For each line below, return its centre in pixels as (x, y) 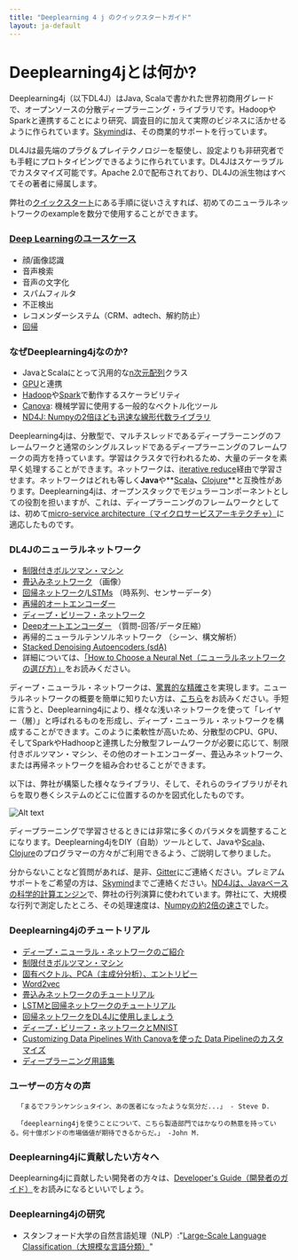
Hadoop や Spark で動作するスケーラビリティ (102, 395)
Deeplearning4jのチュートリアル (80, 930)
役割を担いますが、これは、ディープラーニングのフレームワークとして (152, 503)
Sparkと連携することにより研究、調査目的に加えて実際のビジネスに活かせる (148, 121)
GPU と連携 (42, 384)
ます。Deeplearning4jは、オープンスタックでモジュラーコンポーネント (145, 491)
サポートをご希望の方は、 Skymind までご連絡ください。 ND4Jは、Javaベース (149, 883)
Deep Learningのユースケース (73, 239)
